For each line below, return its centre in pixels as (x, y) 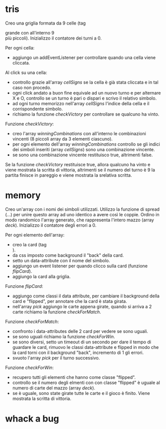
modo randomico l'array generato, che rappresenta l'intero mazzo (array (80, 220)
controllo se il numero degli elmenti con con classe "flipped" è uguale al (86, 382)
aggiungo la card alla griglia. (41, 276)
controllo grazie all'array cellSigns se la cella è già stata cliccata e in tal (85, 82)
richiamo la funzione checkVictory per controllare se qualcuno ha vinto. (86, 114)
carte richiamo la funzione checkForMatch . (57, 312)
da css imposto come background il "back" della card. (68, 255)
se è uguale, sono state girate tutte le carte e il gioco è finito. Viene (81, 393)
